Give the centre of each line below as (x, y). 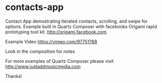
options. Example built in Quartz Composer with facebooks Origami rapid (81, 26)
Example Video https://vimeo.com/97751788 (51, 41)
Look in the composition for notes (40, 51)
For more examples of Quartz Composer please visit (60, 61)
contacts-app (35, 7)
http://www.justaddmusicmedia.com (43, 66)
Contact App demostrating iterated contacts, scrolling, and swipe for (76, 21)
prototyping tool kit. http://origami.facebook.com (56, 32)
